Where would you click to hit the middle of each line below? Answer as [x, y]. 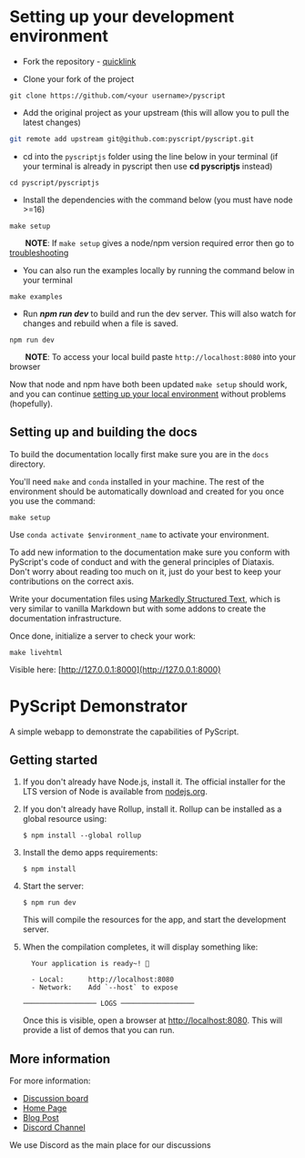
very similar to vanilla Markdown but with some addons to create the [138, 609]
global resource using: [65, 819]
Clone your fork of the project [78, 78]
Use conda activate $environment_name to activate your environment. [139, 534]
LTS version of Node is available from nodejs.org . [115, 792]
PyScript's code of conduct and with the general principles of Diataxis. [142, 561]
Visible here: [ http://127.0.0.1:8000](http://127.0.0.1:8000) [115, 669]
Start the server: [53, 886]
